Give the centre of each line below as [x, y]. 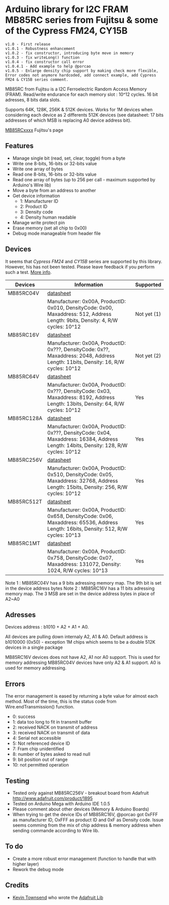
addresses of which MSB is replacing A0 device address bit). [68, 120]
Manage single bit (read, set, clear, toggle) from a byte [69, 158]
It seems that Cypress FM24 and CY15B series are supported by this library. [84, 261]
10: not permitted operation [40, 765]
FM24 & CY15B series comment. [37, 79]
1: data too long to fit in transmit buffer [52, 722]
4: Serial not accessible [37, 738]
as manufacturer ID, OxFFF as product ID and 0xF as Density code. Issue [88, 820]
